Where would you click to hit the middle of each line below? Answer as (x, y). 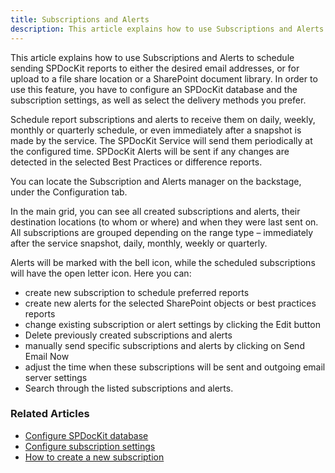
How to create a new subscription (94, 457)
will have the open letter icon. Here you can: (101, 273)
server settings (56, 377)
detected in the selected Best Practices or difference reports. (136, 162)
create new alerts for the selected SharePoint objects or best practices (170, 303)
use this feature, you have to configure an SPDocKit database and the (154, 89)
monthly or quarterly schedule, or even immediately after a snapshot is (156, 130)
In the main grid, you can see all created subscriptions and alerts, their (155, 211)
